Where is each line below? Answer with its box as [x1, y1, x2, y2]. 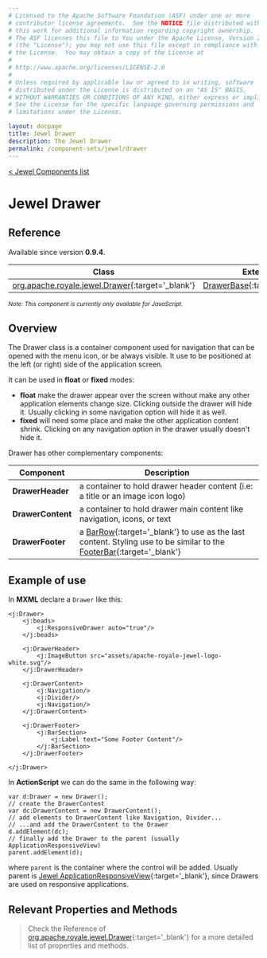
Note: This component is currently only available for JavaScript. [8, 300, 184, 308]
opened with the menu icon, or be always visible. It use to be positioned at [8, 351, 252, 361]
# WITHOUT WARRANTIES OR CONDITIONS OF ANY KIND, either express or [8, 93, 240, 101]
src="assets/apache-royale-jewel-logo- [90, 652, 222, 660]
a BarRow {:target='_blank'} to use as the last [79, 527, 246, 538]
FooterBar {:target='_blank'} [79, 547, 181, 558]
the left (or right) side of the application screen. [8, 359, 163, 369]
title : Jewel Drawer [8, 130, 77, 138]
